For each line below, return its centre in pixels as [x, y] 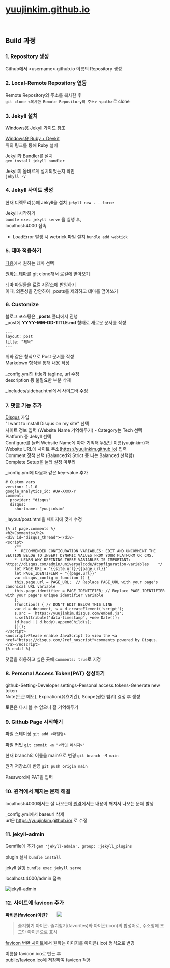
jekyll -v [16, 177]
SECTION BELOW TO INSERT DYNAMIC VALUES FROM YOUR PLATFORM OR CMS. [79, 556]
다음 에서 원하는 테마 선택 [30, 263]
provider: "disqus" [31, 500]
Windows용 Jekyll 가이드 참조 [35, 128]
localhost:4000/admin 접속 [33, 878]
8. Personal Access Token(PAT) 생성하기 [55, 674]
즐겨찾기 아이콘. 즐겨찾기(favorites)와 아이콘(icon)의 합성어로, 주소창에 [88, 925]
